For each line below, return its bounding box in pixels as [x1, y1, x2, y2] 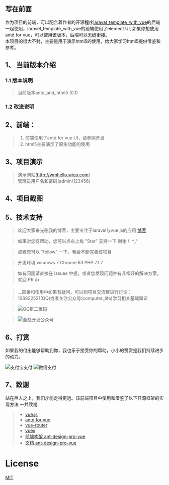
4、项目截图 [5, 194, 43, 203]
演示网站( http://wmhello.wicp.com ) [17, 172, 91, 178]
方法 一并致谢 [9, 401, 38, 407]
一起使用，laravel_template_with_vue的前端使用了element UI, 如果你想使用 [5, 25, 159, 31]
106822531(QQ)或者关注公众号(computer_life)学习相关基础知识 [17, 295, 148, 302]
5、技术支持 [5, 213, 43, 221]
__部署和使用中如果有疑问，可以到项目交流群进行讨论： [17, 289, 132, 295]
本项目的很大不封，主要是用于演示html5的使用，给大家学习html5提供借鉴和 [5, 38, 161, 44]
